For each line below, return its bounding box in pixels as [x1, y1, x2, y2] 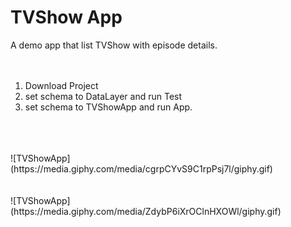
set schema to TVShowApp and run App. [24, 101, 193, 113]
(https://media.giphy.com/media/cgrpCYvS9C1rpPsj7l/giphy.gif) [10, 162, 273, 175]
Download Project [24, 79, 99, 91]
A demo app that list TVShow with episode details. [10, 39, 218, 51]
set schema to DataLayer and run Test [24, 90, 183, 102]
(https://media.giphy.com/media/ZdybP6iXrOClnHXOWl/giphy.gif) [10, 205, 282, 217]
